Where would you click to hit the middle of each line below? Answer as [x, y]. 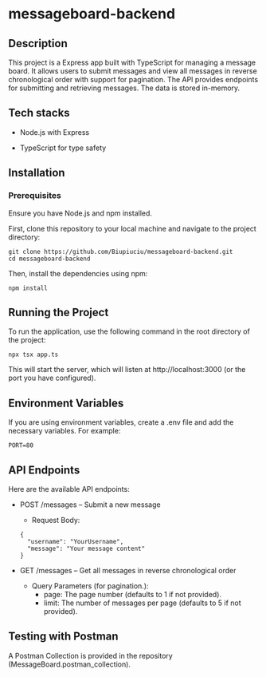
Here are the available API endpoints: [69, 489]
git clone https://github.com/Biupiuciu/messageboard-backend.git [121, 251]
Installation [37, 173]
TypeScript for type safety [63, 148]
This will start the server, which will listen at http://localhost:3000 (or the [127, 370]
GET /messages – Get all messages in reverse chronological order [128, 570]
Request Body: [56, 520]
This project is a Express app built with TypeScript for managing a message [132, 62]
